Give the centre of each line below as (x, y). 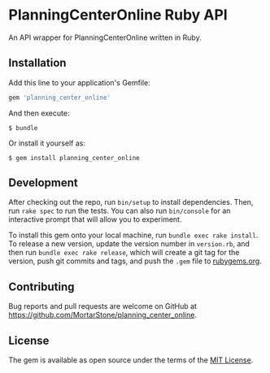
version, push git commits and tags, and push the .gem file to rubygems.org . (135, 261)
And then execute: (39, 113)
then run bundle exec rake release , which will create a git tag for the (124, 253)
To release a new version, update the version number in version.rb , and (129, 244)
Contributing (41, 286)
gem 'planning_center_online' (60, 98)
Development (44, 183)
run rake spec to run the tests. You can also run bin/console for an (120, 211)
